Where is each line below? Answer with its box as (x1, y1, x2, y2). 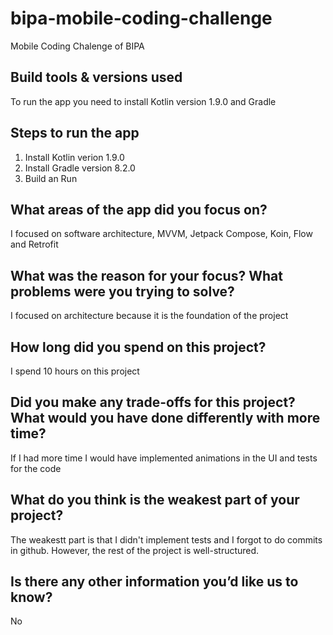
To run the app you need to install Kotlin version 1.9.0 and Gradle (10, 95, 277, 107)
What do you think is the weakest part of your (10, 492, 300, 509)
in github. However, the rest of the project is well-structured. (10, 544, 260, 556)
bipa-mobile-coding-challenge (10, 7, 273, 30)
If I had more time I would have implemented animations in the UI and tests (10, 452, 318, 464)
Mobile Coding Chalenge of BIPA (10, 40, 145, 52)
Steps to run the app (10, 125, 140, 142)
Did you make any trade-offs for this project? (10, 394, 296, 411)
